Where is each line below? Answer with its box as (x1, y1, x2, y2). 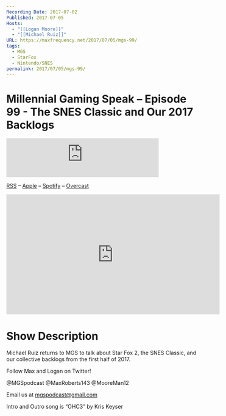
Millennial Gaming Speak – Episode (6, 92, 187, 106)
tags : (6, 43, 20, 49)
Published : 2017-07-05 (6, 15, 64, 21)
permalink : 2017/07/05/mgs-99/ (6, 65, 86, 72)
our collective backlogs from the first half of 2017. (6, 356, 131, 363)
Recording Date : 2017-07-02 (6, 9, 78, 15)
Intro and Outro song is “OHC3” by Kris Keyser (6, 403, 124, 411)
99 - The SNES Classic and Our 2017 (6, 105, 194, 119)
